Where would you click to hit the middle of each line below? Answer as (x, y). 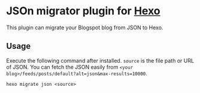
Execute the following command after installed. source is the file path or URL (100, 60)
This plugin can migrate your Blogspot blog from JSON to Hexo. (85, 27)
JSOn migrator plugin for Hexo (83, 11)
